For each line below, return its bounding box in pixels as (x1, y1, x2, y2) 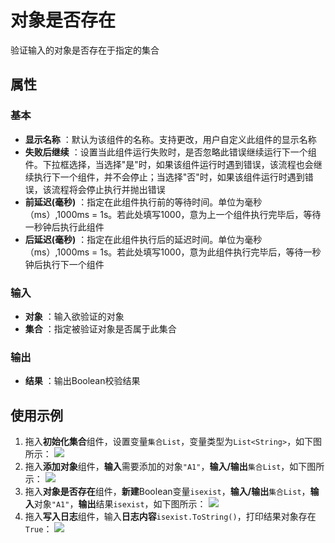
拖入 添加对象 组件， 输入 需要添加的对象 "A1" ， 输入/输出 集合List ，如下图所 (24, 461, 325, 473)
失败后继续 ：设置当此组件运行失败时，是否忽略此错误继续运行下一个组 (24, 146, 317, 158)
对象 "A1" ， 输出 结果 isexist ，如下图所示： (33, 498, 207, 510)
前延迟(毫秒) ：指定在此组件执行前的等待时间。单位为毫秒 (24, 196, 263, 208)
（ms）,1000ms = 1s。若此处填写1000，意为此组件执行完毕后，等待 (24, 246, 304, 258)
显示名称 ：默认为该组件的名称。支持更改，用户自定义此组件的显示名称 (24, 133, 317, 145)
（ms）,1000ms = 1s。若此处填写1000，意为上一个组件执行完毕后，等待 (24, 208, 322, 220)
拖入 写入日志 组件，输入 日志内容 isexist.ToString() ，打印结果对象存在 (24, 511, 317, 523)
